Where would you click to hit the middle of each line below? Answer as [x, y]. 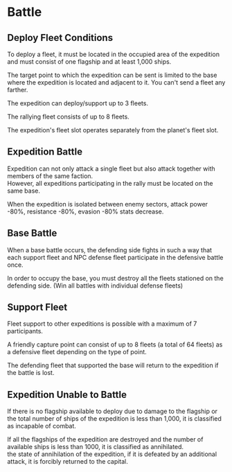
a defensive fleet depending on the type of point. [77, 352]
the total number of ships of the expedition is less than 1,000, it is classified [114, 419]
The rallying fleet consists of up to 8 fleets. [68, 116]
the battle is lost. [31, 373]
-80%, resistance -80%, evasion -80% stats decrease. [86, 211]
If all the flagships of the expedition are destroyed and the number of [105, 439]
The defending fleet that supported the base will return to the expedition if [113, 365]
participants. [25, 331]
